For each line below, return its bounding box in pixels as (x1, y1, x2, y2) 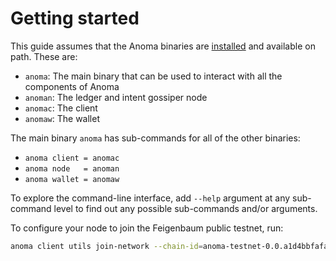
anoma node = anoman (24, 163, 120, 174)
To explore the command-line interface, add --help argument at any (10, 192, 291, 204)
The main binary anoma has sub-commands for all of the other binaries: (10, 132, 301, 144)
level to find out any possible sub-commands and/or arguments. (53, 202, 318, 214)
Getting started (10, 7, 140, 30)
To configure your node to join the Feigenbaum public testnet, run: (10, 222, 284, 234)
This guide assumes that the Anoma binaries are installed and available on (10, 40, 316, 52)
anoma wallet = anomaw (24, 174, 120, 184)
